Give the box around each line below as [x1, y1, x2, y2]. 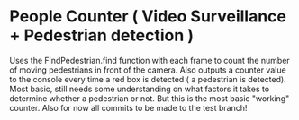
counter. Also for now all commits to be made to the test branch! [9, 102, 248, 113]
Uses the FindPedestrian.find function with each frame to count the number [9, 55, 290, 65]
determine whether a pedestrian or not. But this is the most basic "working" [9, 92, 290, 104]
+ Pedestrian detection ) [9, 25, 195, 46]
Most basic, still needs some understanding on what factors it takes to [9, 83, 270, 94]
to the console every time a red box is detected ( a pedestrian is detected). [9, 73, 286, 84]
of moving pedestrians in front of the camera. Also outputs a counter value [9, 64, 286, 75]
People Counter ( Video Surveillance [9, 6, 286, 27]
